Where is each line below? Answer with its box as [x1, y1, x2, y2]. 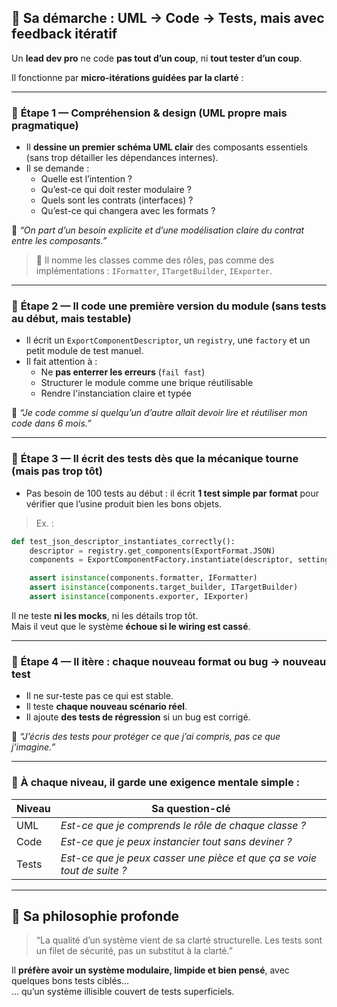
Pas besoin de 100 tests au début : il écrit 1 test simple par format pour [25, 487, 320, 499]
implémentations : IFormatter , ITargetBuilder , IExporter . [35, 265, 273, 277]
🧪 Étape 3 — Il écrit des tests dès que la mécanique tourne [11, 452, 299, 466]
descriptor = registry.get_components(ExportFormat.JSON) [29, 546, 276, 556]
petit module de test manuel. [25, 345, 144, 357]
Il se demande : [25, 162, 90, 175]
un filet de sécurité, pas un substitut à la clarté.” [35, 945, 233, 957]
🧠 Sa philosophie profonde [11, 907, 180, 925]
